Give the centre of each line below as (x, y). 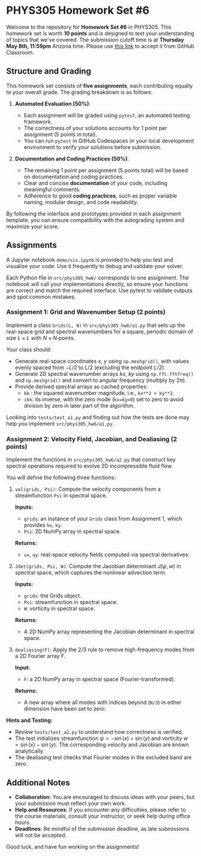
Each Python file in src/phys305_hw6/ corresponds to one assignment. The (98, 277)
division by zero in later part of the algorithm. (79, 405)
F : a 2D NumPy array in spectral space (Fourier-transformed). (99, 679)
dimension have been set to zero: (65, 709)
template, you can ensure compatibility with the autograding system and (95, 220)
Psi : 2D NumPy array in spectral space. (72, 532)
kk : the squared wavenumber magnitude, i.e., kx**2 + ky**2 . (99, 393)
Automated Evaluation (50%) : (53, 104)
